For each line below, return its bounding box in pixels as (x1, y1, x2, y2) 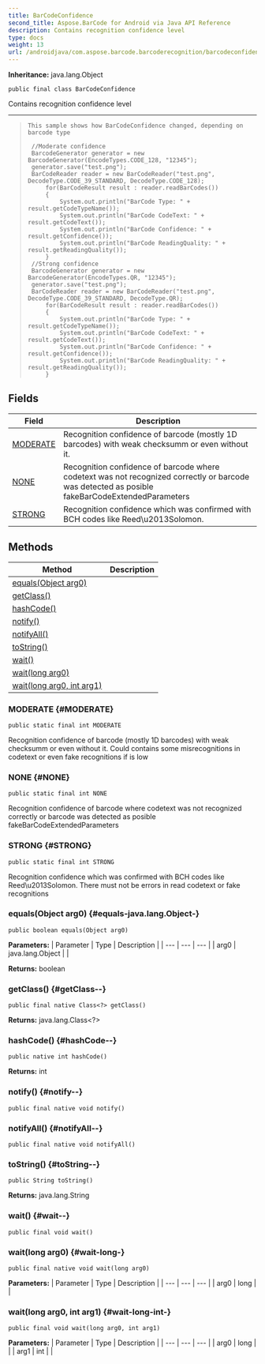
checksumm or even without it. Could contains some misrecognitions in (8, 743, 241, 753)
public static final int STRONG (8, 858, 114, 866)
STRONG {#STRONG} (8, 840, 92, 851)
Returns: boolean (8, 964, 65, 973)
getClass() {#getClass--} (8, 983, 106, 994)
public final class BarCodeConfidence (8, 85, 136, 93)
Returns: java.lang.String (8, 1190, 90, 1201)
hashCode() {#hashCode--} (8, 1035, 117, 1046)
